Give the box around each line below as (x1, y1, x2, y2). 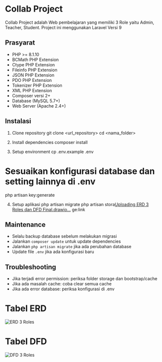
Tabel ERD (5, 303, 47, 314)
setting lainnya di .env (5, 176, 96, 187)
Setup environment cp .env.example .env (12, 149, 94, 155)
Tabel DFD (5, 336, 47, 347)
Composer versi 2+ (12, 93, 51, 98)
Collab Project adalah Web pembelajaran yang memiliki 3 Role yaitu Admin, (5, 19, 154, 25)
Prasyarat (5, 39, 35, 47)
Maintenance (5, 220, 46, 229)
